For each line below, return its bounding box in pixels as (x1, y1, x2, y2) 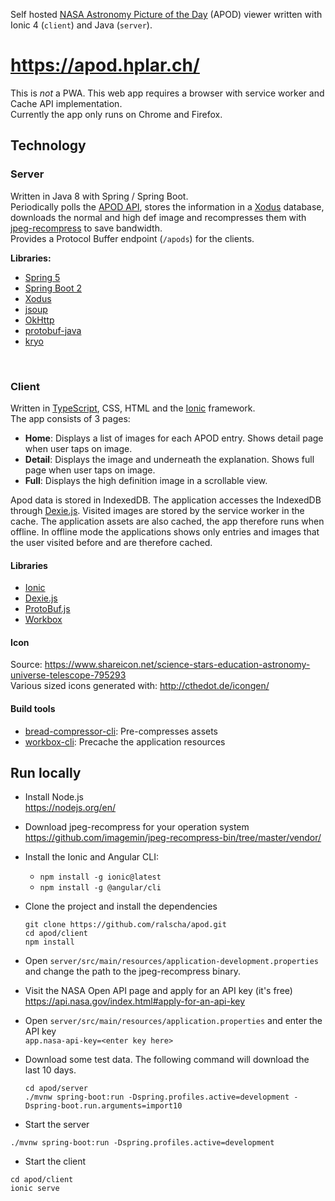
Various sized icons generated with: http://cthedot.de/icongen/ (10, 680, 270, 692)
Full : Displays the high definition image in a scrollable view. (24, 474, 268, 486)
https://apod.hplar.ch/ (10, 54, 200, 77)
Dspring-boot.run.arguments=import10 (24, 1101, 183, 1111)
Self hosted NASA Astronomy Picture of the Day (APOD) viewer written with (10, 9, 323, 20)
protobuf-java (24, 324, 82, 336)
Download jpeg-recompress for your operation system (24, 821, 250, 833)
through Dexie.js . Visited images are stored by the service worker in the (10, 504, 305, 516)
